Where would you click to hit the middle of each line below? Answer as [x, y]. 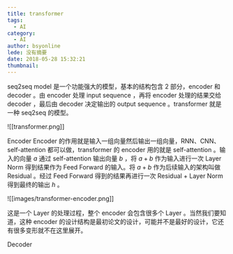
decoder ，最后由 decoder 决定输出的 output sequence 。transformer [107, 104]
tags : [15, 20]
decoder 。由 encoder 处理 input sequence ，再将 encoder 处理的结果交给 [114, 95]
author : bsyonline [34, 46]
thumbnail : [23, 66]
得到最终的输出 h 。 [36, 184]
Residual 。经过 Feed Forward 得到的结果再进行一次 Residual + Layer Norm [115, 176]
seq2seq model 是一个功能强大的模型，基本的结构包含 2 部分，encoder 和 [114, 86]
